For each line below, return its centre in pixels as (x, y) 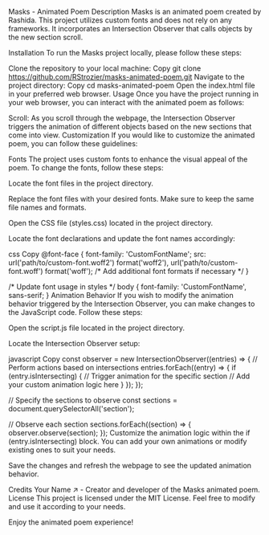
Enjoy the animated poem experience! (71, 522)
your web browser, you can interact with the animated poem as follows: (126, 102)
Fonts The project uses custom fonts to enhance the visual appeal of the (128, 159)
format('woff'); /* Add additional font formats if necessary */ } (147, 271)
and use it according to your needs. (67, 506)
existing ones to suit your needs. (62, 450)
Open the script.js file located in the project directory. (97, 328)
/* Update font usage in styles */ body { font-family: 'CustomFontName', (127, 287)
